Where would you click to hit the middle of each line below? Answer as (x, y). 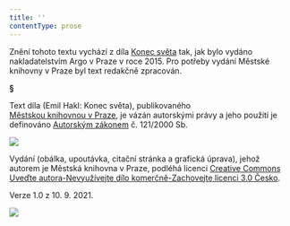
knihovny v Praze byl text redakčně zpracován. (96, 70)
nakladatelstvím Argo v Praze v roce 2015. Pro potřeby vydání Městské (140, 61)
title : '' (28, 17)
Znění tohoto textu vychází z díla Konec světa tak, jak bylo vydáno (131, 51)
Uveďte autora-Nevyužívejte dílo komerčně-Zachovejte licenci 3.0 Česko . (145, 178)
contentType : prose (46, 26)
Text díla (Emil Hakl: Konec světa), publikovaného (100, 105)
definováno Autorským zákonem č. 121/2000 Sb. (98, 124)
